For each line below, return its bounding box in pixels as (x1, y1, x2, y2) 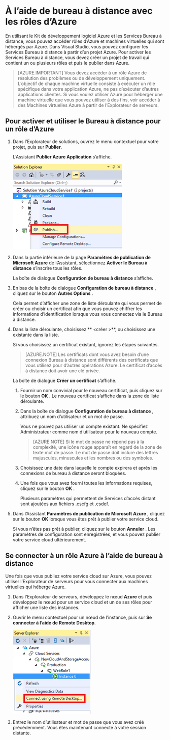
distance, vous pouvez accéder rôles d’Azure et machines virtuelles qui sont (5, 38, 164, 44)
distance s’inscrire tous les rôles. (12, 265, 83, 271)
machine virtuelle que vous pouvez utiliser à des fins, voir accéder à (17, 97, 160, 103)
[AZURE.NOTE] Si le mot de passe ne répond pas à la (32, 438, 145, 445)
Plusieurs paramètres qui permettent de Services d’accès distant (20, 495, 156, 501)
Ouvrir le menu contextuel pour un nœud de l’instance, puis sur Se (12, 614, 152, 620)
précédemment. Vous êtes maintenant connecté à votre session (12, 724, 146, 730)
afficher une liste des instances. (12, 604, 80, 611)
